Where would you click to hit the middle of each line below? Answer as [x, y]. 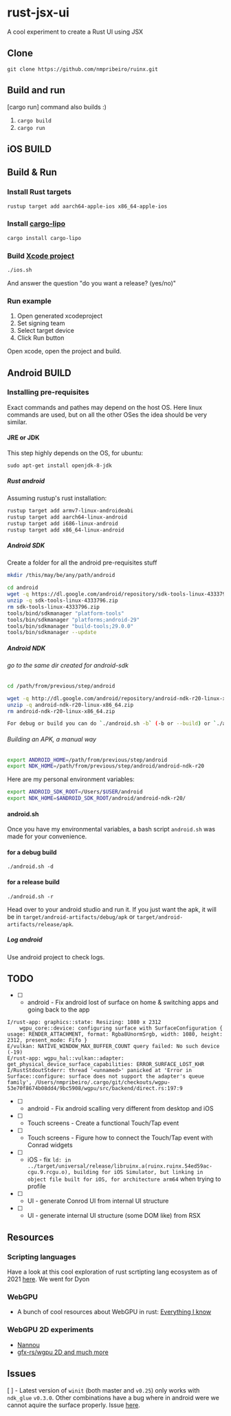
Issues [22, 1374]
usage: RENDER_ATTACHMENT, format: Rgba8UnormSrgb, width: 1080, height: [115, 1034]
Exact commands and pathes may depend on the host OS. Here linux [105, 407]
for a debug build [32, 852]
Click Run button [41, 338]
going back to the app [58, 1010]
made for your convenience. [47, 836]
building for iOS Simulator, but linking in [138, 1173]
